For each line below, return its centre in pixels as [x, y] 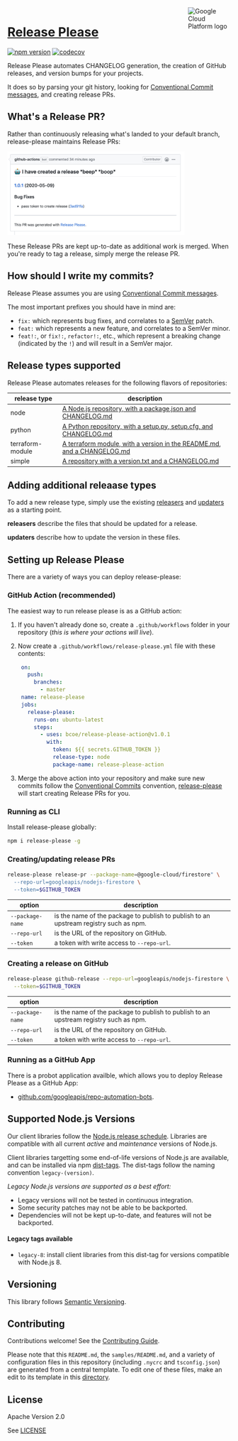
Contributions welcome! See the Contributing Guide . [84, 1341]
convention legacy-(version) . [51, 1172]
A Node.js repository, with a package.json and [129, 409]
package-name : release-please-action [108, 765]
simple [20, 461]
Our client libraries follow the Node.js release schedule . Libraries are [107, 1136]
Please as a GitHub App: [43, 1083]
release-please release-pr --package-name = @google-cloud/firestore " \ [114, 875]
